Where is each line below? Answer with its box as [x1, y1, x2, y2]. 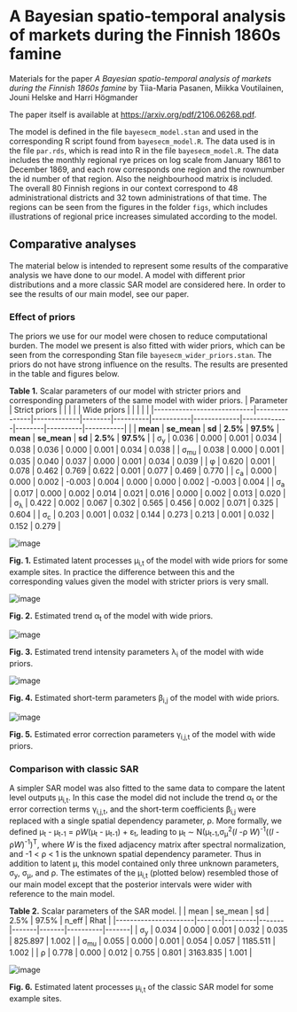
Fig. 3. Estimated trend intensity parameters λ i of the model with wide [9, 647, 264, 659]
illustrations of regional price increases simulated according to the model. [9, 211, 277, 222]
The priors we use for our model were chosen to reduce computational [9, 331, 268, 342]
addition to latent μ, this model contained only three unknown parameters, [9, 858, 279, 868]
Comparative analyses [9, 237, 137, 252]
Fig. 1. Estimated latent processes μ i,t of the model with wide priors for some [9, 555, 288, 568]
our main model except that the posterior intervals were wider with [9, 879, 253, 890]
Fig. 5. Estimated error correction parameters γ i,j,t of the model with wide [9, 729, 277, 742]
